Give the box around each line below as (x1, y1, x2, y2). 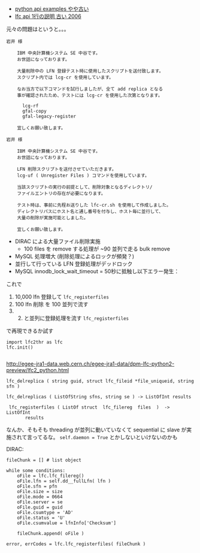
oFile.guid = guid (17, 504, 63, 510)
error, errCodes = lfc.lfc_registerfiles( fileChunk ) (6, 541, 146, 547)
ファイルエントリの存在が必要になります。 (17, 191, 106, 197)
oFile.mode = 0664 (17, 494, 63, 500)
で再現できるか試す (6, 327, 54, 334)
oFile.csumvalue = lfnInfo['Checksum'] (17, 520, 117, 526)
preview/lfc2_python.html (6, 367, 69, 373)
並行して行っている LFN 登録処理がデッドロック (14, 260, 133, 267)
